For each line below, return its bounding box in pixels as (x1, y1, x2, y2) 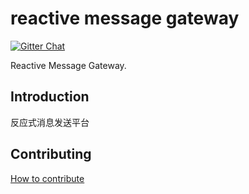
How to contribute (10, 172, 85, 184)
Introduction (10, 88, 90, 106)
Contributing (10, 146, 92, 163)
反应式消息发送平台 (10, 116, 90, 128)
